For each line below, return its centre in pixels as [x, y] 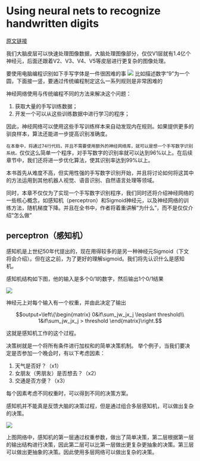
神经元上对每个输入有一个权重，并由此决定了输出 [66, 302]
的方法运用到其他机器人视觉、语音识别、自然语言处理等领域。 [82, 180]
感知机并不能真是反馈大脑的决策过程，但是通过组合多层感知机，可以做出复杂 [100, 406]
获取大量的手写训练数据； [46, 106]
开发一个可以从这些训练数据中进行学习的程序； [72, 114]
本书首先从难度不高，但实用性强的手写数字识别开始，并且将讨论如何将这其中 [100, 173]
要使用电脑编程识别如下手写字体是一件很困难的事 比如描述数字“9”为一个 [98, 73]
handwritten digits [53, 23]
